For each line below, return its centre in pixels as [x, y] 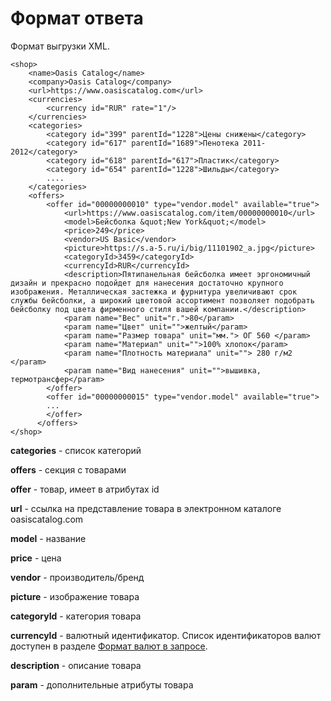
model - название [48, 538]
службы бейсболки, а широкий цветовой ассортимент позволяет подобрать [162, 300]
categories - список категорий [76, 450]
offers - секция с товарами [68, 469]
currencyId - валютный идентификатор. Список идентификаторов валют [166, 635]
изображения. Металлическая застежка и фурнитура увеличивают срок [154, 292]
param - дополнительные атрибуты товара [102, 684]
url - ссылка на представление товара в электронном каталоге [146, 508]
